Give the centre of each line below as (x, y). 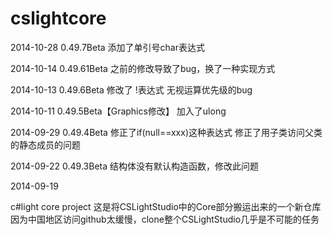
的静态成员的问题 (45, 144)
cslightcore (58, 18)
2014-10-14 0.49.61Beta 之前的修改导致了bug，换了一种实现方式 (143, 68)
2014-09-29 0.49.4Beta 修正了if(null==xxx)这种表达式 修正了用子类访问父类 (166, 132)
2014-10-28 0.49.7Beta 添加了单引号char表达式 (107, 47)
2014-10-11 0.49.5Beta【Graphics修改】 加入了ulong (118, 111)
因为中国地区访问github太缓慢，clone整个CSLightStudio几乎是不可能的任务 (165, 219)
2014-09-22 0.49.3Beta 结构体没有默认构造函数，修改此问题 (134, 166)
